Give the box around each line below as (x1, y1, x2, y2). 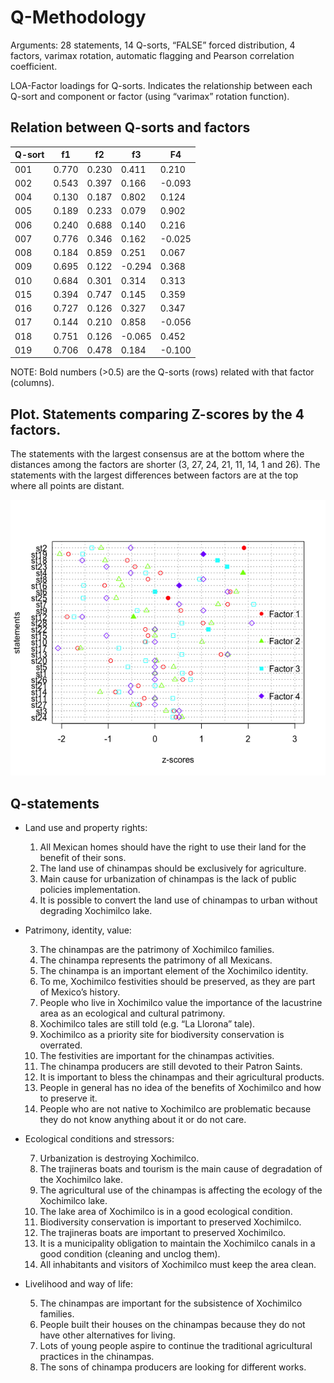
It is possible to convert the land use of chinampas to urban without (39, 894, 318, 906)
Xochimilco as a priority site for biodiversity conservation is (39, 1028, 285, 1040)
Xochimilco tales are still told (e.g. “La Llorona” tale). (39, 1017, 256, 1030)
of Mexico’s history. (39, 986, 121, 998)
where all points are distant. (10, 480, 125, 492)
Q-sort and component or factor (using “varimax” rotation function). (10, 90, 290, 102)
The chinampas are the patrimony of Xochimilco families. (39, 943, 275, 955)
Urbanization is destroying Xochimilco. (39, 1152, 200, 1164)
